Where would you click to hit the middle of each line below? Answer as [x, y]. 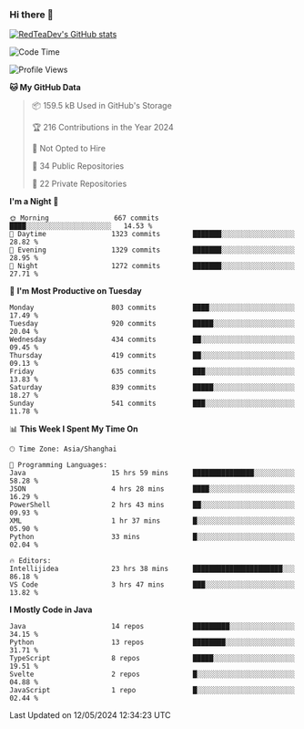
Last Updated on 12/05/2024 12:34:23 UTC [90, 715]
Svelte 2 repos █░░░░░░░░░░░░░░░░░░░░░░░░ [152, 674]
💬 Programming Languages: [58, 465]
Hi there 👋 [32, 15]
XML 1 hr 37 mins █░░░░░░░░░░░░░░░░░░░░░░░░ [152, 521]
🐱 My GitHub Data [46, 88]
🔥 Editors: [30, 561]
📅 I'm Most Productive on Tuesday [76, 291]
